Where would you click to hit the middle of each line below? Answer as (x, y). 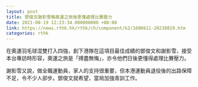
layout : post (22, 11)
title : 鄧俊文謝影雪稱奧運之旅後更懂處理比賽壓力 (59, 17)
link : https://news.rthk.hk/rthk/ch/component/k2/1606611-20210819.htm (96, 28)
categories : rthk (27, 34)
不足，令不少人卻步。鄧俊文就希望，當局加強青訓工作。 (73, 78)
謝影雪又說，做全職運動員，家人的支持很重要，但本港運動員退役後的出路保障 (99, 71)
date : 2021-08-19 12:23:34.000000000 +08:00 (62, 22)
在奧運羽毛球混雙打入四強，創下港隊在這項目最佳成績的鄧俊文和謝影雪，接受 (99, 51)
